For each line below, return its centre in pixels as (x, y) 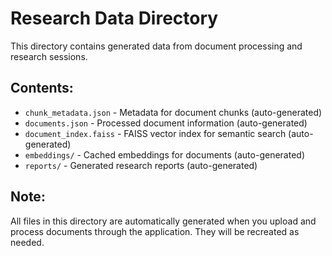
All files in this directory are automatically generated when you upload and (163, 221)
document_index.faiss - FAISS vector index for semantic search (155, 133)
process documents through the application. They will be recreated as (155, 231)
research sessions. (49, 56)
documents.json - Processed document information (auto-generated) (166, 123)
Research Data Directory (114, 18)
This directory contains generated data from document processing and (156, 46)
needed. (27, 242)
